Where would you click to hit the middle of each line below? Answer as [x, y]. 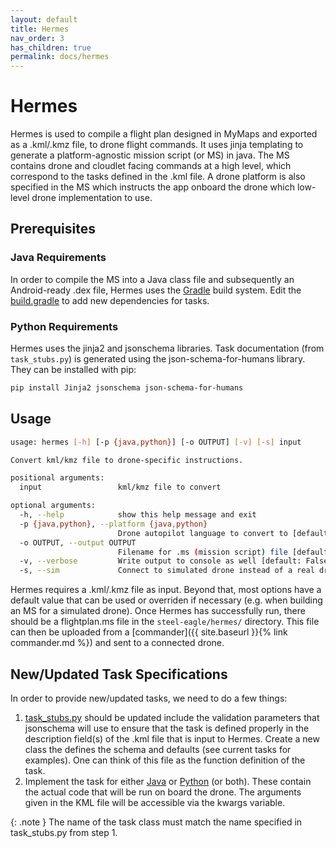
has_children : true [51, 47]
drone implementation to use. [92, 198]
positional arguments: [57, 478]
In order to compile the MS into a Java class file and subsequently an [152, 279]
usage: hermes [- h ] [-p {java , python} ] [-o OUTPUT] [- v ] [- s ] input [156, 442]
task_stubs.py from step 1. [64, 833]
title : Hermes [40, 29]
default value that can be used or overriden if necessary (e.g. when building [166, 600]
